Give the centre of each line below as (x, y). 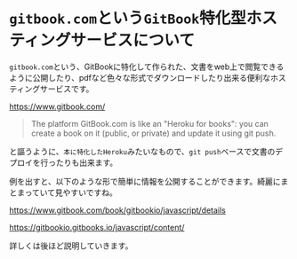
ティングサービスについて (102, 40)
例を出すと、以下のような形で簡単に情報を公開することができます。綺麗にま (149, 181)
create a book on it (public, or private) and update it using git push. (153, 133)
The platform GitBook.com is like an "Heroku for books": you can (150, 123)
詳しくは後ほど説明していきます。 (71, 246)
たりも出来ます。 (87, 162)
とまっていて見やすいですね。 (63, 192)
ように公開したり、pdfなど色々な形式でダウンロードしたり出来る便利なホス (148, 77)
